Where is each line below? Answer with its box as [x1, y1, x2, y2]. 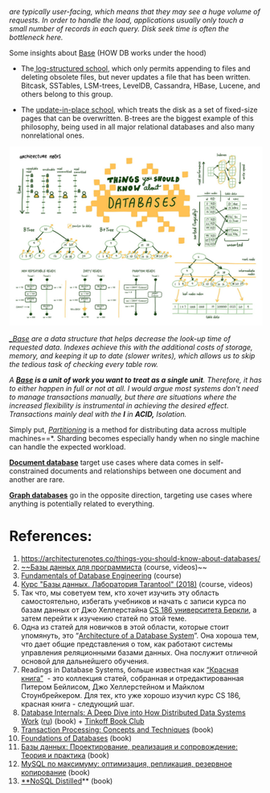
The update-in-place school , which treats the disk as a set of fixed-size [20, 105, 258, 114]
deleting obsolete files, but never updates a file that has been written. [20, 72, 252, 81]
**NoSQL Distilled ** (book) [20, 776, 113, 786]
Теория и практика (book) [20, 750, 110, 760]
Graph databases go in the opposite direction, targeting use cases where [9, 490, 252, 500]
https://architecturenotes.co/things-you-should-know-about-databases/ [20, 553, 260, 563]
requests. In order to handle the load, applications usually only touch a [9, 15, 244, 25]
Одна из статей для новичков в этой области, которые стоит [20, 622, 230, 631]
